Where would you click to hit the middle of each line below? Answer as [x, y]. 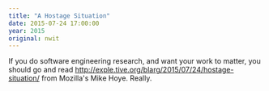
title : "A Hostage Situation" [60, 16]
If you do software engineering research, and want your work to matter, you [135, 61]
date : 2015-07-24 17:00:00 [54, 23]
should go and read [41, 70]
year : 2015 [27, 31]
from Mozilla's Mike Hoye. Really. [97, 78]
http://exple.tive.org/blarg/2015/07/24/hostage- [154, 70]
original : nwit [34, 38]
